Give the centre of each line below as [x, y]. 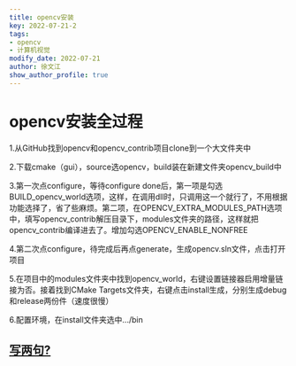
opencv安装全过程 [76, 121]
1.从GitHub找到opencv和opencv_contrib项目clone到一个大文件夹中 [130, 148]
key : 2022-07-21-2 [43, 26]
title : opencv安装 [42, 17]
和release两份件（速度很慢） [61, 300]
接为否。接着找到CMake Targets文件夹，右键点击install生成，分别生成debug [148, 290]
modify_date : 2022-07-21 [55, 58]
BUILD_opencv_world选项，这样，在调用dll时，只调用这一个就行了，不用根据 [148, 197]
